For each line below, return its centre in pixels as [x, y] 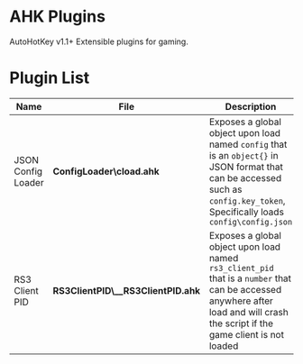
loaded [224, 346]
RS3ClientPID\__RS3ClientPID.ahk [127, 290]
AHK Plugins [58, 17]
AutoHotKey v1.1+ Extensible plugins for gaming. [99, 41]
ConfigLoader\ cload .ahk [106, 171]
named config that [248, 144]
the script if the [241, 323]
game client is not [246, 334]
